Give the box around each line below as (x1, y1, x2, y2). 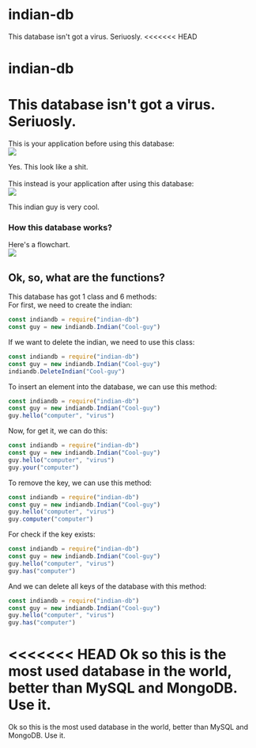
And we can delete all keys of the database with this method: (8, 581, 207, 591)
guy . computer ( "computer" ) (8, 515, 93, 524)
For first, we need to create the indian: (8, 300, 133, 310)
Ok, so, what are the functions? (8, 271, 166, 284)
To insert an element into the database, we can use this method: (8, 382, 217, 391)
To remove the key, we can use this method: (8, 478, 152, 487)
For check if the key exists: (8, 529, 96, 540)
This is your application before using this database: (8, 139, 175, 148)
